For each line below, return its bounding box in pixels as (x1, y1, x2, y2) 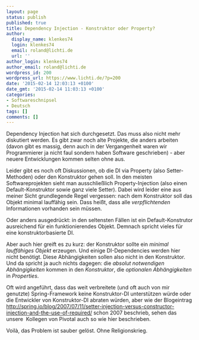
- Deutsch (6, 102, 31, 109)
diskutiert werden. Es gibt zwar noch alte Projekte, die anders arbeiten (6, 136, 178, 144)
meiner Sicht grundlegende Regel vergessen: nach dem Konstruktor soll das (6, 192, 192, 199)
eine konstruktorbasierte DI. (6, 229, 74, 236)
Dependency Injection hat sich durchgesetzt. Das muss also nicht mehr (6, 130, 181, 138)
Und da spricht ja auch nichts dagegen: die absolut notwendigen (6, 260, 165, 267)
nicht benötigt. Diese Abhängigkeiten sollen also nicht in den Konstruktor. (6, 254, 185, 261)
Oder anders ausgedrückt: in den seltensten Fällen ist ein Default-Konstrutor (6, 217, 193, 224)
